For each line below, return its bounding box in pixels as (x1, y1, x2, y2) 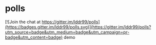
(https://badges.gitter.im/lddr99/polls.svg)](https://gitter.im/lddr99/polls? (5, 24, 151, 30)
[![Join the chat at (5, 19, 41, 25)
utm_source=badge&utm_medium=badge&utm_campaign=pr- (5, 29, 130, 35)
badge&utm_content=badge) (5, 34, 63, 40)
